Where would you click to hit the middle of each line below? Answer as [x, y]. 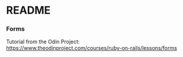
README [28, 10]
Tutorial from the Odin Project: [43, 42]
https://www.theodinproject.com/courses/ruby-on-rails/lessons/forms [92, 48]
